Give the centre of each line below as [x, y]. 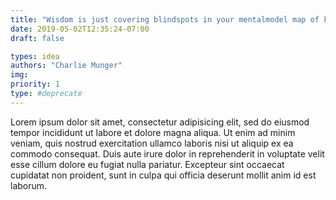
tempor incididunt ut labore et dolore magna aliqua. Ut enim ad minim [153, 132]
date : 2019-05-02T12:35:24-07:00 [80, 29]
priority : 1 [35, 84]
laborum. [29, 185]
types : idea [35, 56]
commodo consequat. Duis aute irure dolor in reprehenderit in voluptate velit [167, 153]
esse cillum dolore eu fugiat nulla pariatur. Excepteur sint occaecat [147, 164]
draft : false [37, 38]
